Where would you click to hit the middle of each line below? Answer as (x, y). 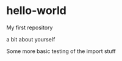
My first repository (30, 27)
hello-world (37, 11)
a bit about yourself (31, 39)
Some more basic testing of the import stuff (61, 51)
